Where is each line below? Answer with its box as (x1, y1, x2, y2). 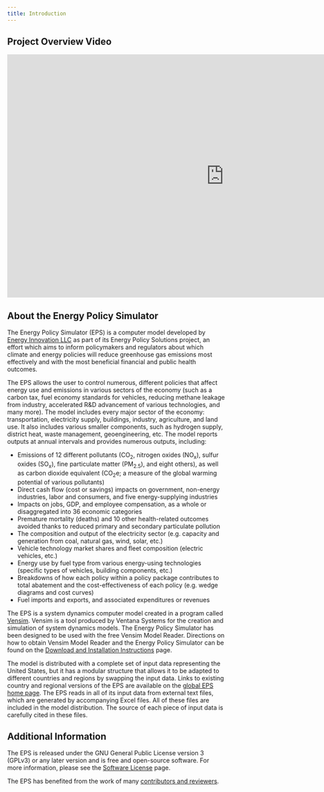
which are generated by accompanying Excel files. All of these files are (7, 696, 210, 704)
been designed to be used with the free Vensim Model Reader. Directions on (7, 631, 225, 639)
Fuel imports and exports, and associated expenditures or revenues (17, 595, 210, 604)
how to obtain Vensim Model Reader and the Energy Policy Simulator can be (7, 638, 224, 647)
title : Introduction (7, 10, 67, 17)
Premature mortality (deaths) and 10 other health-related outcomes (17, 514, 209, 523)
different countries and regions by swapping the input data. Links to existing (7, 674, 224, 682)
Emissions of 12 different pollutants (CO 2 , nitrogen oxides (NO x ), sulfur (17, 451, 219, 461)
